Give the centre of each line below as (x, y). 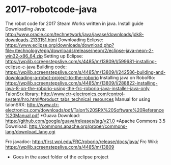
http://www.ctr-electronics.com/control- (83, 94)
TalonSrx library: (22, 94)
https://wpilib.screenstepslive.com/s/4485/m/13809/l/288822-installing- (81, 83)
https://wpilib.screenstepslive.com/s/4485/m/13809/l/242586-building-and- (85, 72)
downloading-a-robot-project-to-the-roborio (52, 77)
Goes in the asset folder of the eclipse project (61, 157)
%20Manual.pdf (22, 115)
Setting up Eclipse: (64, 56)
